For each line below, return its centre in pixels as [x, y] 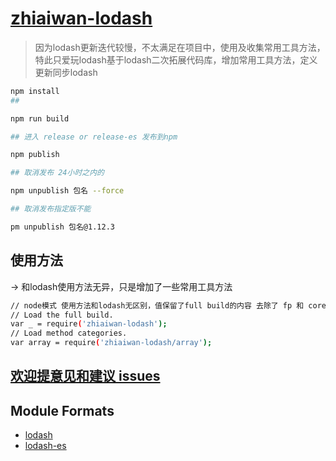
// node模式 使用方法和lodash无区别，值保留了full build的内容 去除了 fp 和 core [168, 305]
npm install [35, 91]
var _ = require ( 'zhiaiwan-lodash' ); [89, 324]
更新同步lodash [66, 72]
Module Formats [62, 410]
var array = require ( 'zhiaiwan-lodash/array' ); [111, 343]
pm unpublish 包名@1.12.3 [62, 227]
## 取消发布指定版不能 [51, 209]
